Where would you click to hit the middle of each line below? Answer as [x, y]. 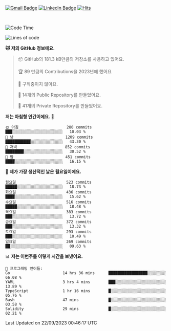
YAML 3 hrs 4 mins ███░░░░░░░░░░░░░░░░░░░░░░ [86, 282]
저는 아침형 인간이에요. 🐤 [30, 117]
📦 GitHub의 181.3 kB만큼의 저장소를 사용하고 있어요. [71, 59]
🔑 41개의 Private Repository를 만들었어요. [60, 106]
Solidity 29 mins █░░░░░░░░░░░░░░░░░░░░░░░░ [86, 309]
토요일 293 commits [49, 232]
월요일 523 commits [49, 182]
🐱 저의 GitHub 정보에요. [30, 48]
